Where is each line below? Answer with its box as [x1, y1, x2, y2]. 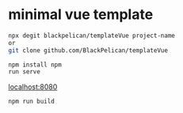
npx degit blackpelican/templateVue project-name [8, 32, 176, 40]
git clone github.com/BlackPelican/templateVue [8, 46, 169, 55]
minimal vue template [8, 6, 154, 24]
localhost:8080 [8, 82, 58, 92]
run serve [8, 68, 41, 76]
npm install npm [8, 61, 62, 69]
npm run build [8, 97, 55, 106]
